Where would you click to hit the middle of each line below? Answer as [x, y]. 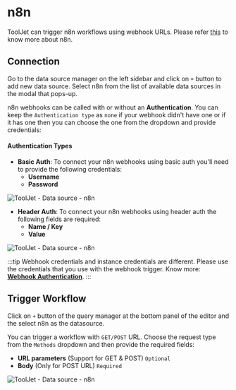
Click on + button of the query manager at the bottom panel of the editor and [118, 316]
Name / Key [45, 226]
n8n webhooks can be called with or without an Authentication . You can [113, 107]
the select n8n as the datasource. [56, 323]
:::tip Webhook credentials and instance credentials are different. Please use [118, 261]
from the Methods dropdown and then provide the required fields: [101, 344]
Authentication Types [40, 146]
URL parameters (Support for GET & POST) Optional [94, 358]
